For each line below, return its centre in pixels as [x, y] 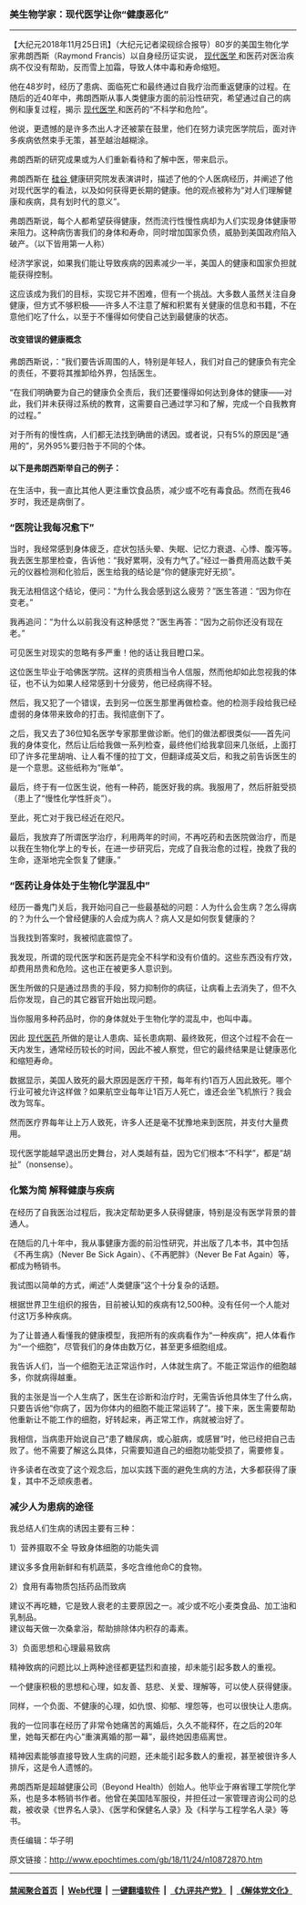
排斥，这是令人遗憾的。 [53, 1767]
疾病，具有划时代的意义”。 [75, 201]
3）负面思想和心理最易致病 [60, 1647]
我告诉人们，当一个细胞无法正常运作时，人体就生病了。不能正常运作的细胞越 [153, 1366]
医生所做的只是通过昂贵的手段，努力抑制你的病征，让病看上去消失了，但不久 [153, 988]
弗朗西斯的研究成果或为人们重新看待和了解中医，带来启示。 [121, 159]
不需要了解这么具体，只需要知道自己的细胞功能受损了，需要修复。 [164, 1449]
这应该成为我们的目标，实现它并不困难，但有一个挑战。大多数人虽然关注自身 [153, 294]
